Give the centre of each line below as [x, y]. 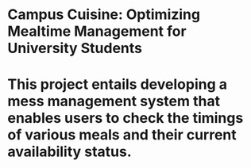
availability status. [70, 152]
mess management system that [114, 101]
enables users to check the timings [125, 118]
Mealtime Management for [97, 31]
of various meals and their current [122, 135]
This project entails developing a [118, 84]
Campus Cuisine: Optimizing [104, 15]
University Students [75, 48]
